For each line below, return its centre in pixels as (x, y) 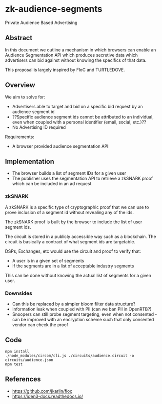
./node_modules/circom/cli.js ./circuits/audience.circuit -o (70, 356)
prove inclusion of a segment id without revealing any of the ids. (70, 212)
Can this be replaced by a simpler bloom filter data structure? (74, 304)
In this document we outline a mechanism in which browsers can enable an (81, 49)
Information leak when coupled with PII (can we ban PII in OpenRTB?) (82, 309)
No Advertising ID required (39, 127)
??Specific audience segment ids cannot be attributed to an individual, (83, 117)
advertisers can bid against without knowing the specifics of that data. (76, 60)
